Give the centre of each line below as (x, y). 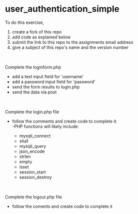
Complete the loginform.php (33, 67)
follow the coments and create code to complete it (62, 206)
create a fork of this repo (37, 32)
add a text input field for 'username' (48, 76)
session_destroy (36, 177)
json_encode (32, 151)
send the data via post (34, 92)
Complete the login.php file (32, 112)
